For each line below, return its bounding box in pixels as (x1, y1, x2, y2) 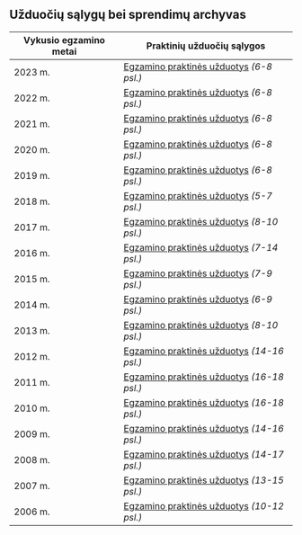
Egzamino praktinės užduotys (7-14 (123, 241, 279, 254)
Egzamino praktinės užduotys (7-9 (123, 267, 272, 280)
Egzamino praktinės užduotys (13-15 (123, 474, 285, 486)
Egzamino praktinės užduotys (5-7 (123, 189, 272, 201)
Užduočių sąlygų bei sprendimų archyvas (9, 7, 247, 22)
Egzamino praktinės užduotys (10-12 (123, 499, 285, 512)
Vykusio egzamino (23, 33, 106, 46)
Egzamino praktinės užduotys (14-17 (123, 448, 285, 460)
